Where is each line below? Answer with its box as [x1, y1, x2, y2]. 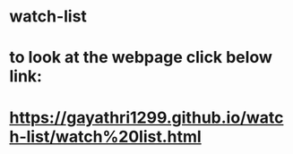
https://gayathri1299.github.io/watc [9, 107, 284, 127]
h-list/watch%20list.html [9, 126, 202, 147]
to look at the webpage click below [9, 47, 273, 68]
